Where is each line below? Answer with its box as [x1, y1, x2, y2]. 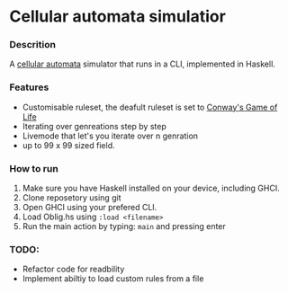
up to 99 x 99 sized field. [22, 139, 115, 150]
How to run [9, 162, 58, 174]
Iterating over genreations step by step [22, 120, 166, 131]
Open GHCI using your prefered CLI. [22, 202, 157, 213]
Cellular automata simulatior [9, 6, 227, 27]
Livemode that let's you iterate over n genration [22, 130, 199, 141]
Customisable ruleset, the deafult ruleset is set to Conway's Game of [22, 102, 278, 112]
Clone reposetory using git [22, 192, 121, 203]
